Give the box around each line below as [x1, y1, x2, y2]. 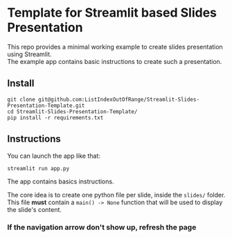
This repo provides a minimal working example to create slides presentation [7, 42, 223, 51]
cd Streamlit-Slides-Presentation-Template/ [7, 108, 138, 115]
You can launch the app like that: [7, 151, 100, 160]
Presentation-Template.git [7, 102, 85, 109]
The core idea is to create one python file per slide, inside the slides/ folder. [7, 190, 226, 199]
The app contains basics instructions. [7, 177, 114, 186]
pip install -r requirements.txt [7, 114, 104, 121]
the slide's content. [7, 205, 62, 213]
